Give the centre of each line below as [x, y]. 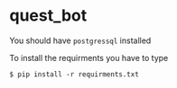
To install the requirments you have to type [89, 57]
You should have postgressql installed [80, 40]
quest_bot [48, 16]
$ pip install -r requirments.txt [75, 74]
